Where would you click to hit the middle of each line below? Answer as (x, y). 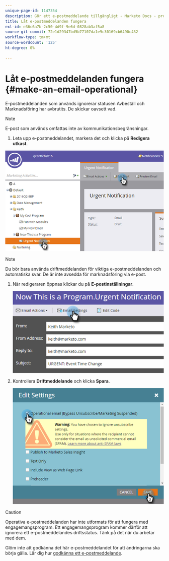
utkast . (20, 143)
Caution (13, 512)
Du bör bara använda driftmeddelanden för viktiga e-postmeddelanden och (83, 269)
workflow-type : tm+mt (28, 37)
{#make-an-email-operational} (71, 89)
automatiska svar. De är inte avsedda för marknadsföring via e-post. (76, 274)
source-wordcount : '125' (31, 43)
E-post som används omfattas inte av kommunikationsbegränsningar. (77, 128)
